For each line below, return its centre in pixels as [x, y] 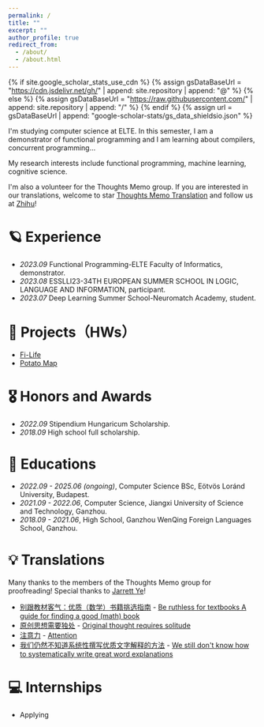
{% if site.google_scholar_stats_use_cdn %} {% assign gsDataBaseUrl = [125, 82]
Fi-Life [30, 354]
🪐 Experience [55, 237]
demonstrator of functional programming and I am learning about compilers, [132, 139]
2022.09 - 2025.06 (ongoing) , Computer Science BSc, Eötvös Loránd [132, 486]
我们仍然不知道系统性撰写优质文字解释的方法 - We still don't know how [134, 645]
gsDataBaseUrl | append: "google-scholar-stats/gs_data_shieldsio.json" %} [131, 115]
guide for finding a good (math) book [80, 616]
